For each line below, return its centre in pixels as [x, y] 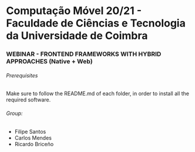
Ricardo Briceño [34, 144]
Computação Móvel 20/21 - [74, 11]
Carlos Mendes [33, 138]
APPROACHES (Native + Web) [49, 62]
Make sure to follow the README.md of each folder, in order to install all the [98, 94]
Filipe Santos [30, 131]
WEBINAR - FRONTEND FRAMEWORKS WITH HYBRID [84, 54]
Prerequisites [22, 75]
